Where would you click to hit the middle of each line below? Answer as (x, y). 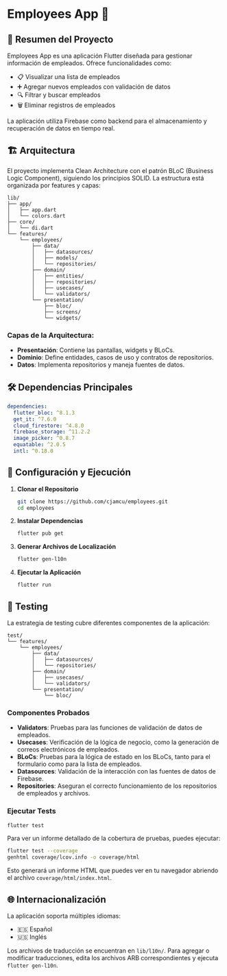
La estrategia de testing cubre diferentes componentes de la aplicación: (109, 623)
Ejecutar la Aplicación (49, 572)
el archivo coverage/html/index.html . (59, 878)
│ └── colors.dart (37, 216)
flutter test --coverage (43, 851)
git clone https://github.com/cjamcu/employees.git (92, 501)
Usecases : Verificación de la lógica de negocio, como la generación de (118, 742)
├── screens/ (62, 312)
